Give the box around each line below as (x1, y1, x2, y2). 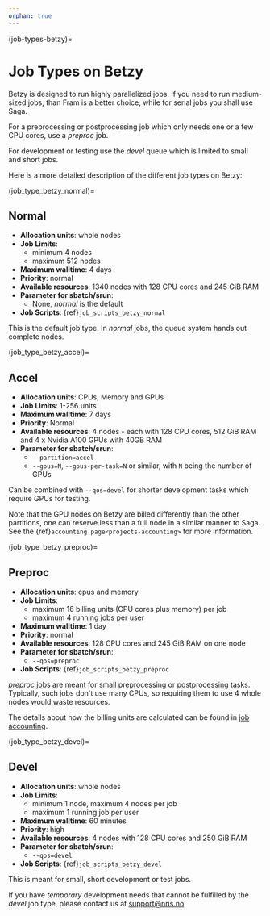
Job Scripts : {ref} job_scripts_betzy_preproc (19, 664, 169, 674)
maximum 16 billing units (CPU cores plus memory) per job (31, 604, 227, 613)
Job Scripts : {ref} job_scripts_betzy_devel (19, 859, 163, 868)
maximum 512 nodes (31, 256, 101, 266)
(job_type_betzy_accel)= (8, 348, 90, 358)
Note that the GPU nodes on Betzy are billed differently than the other (8, 509, 240, 519)
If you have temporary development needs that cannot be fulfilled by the (8, 889, 250, 900)
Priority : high (19, 824, 64, 834)
